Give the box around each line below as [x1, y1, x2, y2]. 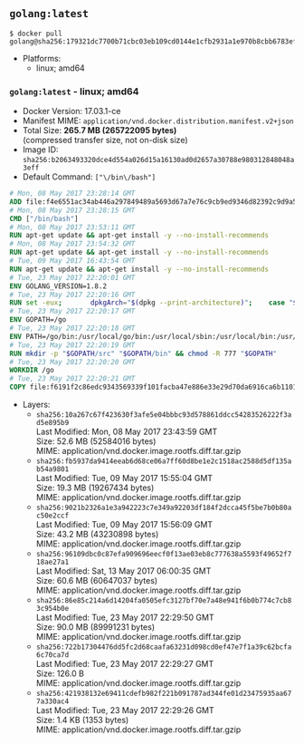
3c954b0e [35, 604, 70, 614]
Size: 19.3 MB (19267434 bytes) [35, 482, 155, 493]
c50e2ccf [35, 511, 70, 520]
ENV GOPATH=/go [9, 315, 67, 324]
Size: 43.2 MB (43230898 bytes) [35, 529, 159, 540]
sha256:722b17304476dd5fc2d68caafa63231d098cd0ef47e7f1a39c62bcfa [35, 643, 292, 652]
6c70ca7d [35, 651, 70, 660]
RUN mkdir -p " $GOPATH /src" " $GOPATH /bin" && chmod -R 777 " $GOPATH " [9, 349, 278, 358]
